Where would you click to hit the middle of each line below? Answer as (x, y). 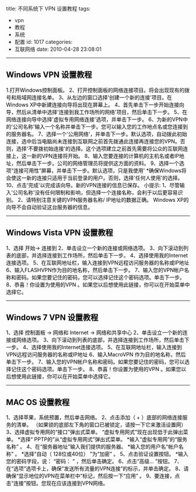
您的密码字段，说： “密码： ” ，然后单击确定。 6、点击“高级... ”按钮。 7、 (94, 462)
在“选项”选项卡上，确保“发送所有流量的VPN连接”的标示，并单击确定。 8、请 (97, 469)
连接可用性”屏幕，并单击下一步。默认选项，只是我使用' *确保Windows (98, 170)
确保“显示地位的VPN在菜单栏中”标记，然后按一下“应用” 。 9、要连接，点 (93, 476)
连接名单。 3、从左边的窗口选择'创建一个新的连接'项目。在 (101, 97)
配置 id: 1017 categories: (43, 42)
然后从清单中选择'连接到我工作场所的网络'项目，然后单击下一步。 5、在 (102, 112)
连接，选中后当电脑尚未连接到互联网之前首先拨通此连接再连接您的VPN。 (93, 141)
